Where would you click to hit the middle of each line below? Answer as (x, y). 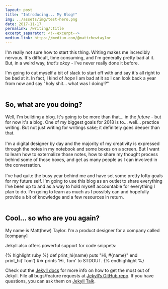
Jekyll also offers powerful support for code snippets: (61, 245)
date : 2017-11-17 (23, 24)
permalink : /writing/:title (35, 29)
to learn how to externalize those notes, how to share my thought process (82, 154)
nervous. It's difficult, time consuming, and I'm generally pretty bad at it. (80, 57)
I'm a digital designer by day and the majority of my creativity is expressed (82, 143)
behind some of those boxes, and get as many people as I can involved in (81, 160)
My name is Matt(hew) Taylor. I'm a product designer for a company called (82, 230)
